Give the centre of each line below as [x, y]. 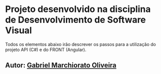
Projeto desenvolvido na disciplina [78, 9]
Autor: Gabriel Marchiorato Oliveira [61, 65]
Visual [19, 30]
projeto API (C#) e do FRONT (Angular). [46, 49]
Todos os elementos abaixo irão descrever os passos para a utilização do [80, 44]
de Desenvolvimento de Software [76, 20]
